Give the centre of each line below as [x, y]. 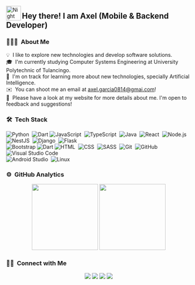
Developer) [27, 26]
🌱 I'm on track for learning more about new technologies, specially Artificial [98, 76]
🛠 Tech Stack [27, 119]
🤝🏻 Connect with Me [36, 263]
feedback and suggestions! [39, 104]
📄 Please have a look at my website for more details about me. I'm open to [96, 97]
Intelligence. [21, 83]
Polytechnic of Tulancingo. [38, 70]
